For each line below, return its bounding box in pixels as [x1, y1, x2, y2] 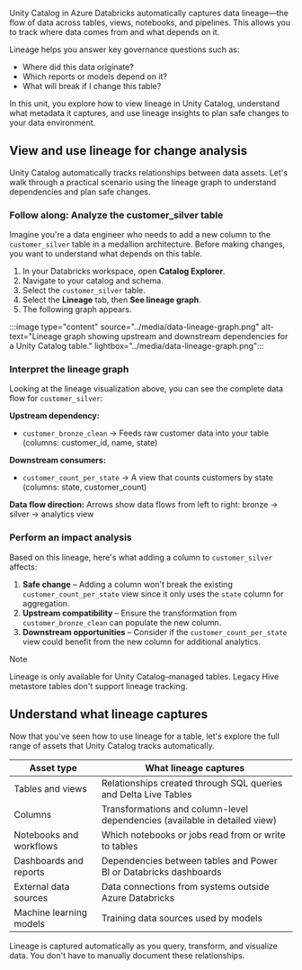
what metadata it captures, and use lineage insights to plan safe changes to [9, 108, 289, 118]
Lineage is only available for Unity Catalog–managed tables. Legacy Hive [9, 670, 280, 682]
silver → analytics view [9, 508, 94, 520]
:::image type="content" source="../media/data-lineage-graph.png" [9, 321, 260, 332]
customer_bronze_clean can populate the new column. [22, 616, 222, 628]
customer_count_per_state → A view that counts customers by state [22, 472, 274, 483]
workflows [13, 840, 58, 852]
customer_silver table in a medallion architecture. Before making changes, [9, 238, 286, 250]
